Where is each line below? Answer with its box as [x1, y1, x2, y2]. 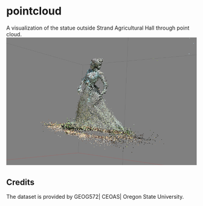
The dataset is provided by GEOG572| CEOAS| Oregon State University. [6, 193, 184, 201]
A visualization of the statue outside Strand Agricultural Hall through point [6, 24, 190, 31]
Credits [6, 177, 35, 187]
